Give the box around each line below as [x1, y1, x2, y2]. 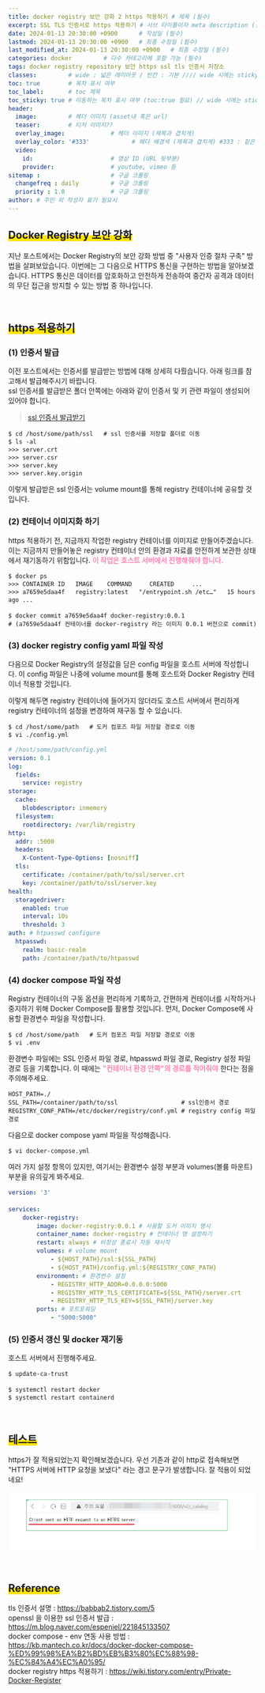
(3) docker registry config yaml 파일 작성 [8, 640, 164, 651]
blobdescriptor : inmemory [22, 804, 108, 812]
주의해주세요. [8, 1074, 49, 1083]
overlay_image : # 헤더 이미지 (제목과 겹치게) [15, 130, 196, 138]
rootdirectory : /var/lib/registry [22, 821, 136, 829]
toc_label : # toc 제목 [8, 88, 101, 96]
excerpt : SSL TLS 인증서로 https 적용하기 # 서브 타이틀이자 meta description [8, 21, 248, 29]
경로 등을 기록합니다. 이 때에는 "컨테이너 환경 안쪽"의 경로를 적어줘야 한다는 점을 [8, 1064, 255, 1073]
